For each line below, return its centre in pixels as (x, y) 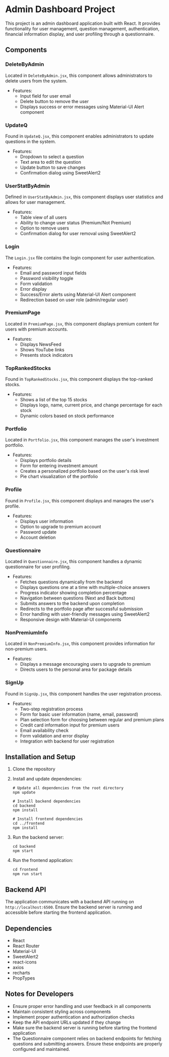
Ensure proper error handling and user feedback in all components (82, 1006)
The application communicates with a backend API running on (70, 902)
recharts (21, 973)
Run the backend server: (38, 837)
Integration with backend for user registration (67, 741)
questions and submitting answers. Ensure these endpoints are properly (87, 1044)
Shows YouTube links (42, 349)
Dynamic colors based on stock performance (67, 416)
